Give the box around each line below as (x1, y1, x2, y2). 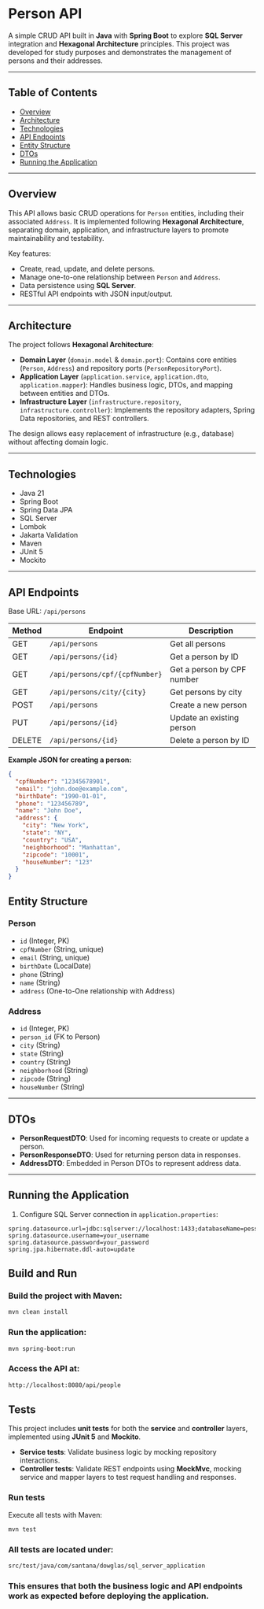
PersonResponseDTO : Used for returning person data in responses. (19, 1150, 241, 1160)
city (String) (19, 1041, 60, 1050)
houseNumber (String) (19, 1082, 85, 1092)
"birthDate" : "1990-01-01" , (15, 792, 108, 800)
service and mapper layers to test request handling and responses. (19, 1473, 237, 1482)
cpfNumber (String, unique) (19, 944, 104, 953)
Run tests (8, 1492, 46, 1504)
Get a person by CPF (170, 664, 247, 675)
